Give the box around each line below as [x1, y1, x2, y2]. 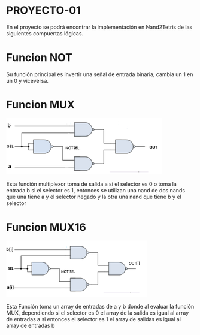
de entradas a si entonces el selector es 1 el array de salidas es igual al [6, 315, 181, 322]
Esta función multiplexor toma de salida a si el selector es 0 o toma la [6, 180, 177, 188]
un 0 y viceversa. [6, 77, 49, 84]
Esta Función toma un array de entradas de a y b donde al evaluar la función [6, 303, 195, 310]
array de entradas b [6, 322, 55, 329]
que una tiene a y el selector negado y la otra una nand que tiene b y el [6, 193, 181, 200]
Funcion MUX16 [6, 221, 87, 234]
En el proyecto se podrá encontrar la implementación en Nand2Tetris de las [6, 23, 193, 31]
